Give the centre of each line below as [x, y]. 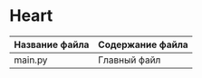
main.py [31, 60]
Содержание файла [143, 44]
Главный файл [130, 60]
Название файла [52, 44]
